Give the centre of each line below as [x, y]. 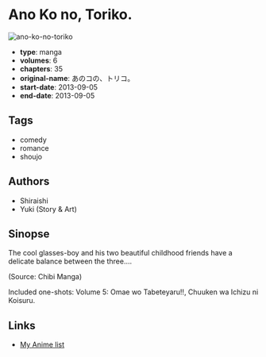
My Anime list [42, 345]
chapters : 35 [41, 68]
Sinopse [29, 234]
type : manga [40, 52]
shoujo [31, 156]
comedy [33, 140]
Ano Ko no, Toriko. [70, 15]
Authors [29, 181]
